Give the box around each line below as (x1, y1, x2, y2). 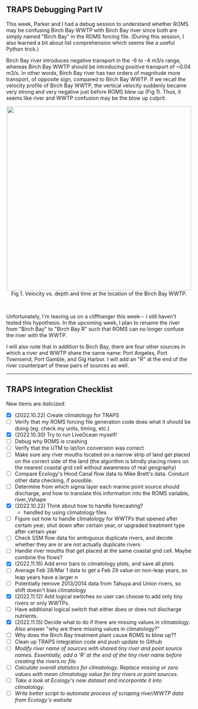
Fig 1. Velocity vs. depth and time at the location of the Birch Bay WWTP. (11, 290, 187, 297)
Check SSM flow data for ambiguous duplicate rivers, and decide (14, 535, 173, 542)
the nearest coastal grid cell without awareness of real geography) (14, 464, 177, 471)
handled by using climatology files (23, 509, 107, 516)
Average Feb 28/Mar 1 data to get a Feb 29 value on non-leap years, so (14, 567, 187, 574)
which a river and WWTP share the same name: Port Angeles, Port (6, 349, 168, 356)
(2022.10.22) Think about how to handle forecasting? (14, 502, 143, 509)
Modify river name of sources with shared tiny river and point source (14, 645, 183, 652)
